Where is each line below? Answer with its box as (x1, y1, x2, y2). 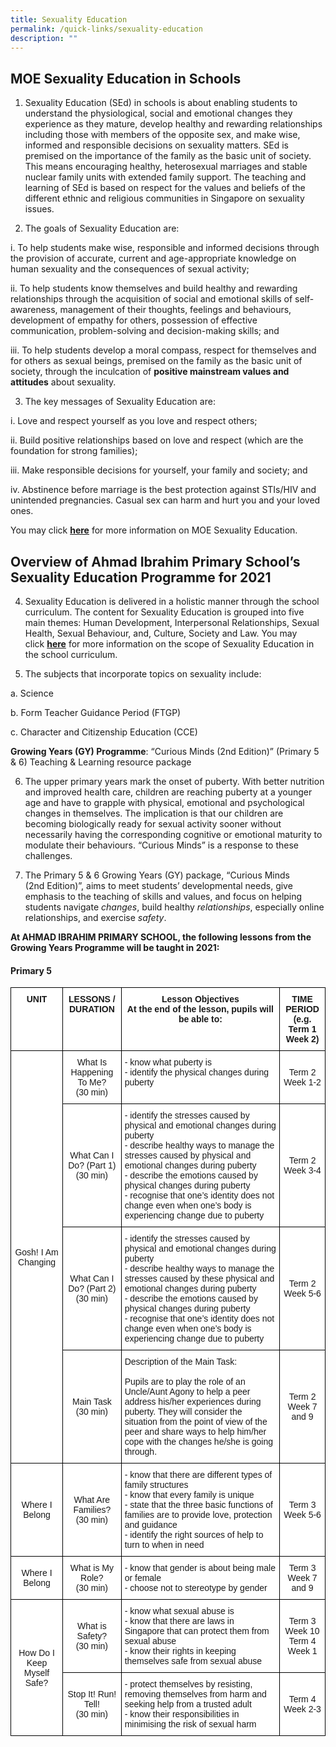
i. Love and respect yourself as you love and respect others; (10, 415, 258, 427)
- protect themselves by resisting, (124, 1679, 253, 1690)
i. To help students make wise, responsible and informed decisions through (10, 242, 320, 254)
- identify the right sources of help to (124, 1529, 264, 1541)
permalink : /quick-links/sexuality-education (10, 24, 203, 34)
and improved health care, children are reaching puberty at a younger (24, 786, 313, 798)
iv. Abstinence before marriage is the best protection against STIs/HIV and (10, 484, 317, 496)
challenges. (24, 850, 73, 861)
